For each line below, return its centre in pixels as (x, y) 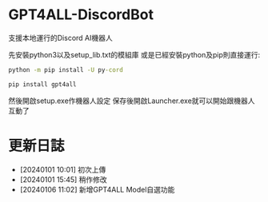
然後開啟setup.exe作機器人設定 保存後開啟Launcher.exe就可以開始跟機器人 (132, 101)
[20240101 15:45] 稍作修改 (64, 179)
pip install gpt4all (43, 84)
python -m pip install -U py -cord (66, 69)
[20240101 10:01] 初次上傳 (63, 169)
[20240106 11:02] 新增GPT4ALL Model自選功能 (97, 189)
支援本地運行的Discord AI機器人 (61, 38)
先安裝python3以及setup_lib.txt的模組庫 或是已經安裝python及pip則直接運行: (134, 54)
